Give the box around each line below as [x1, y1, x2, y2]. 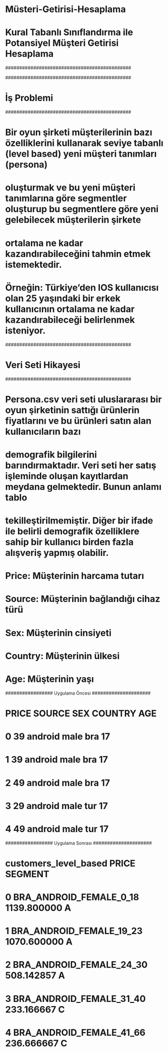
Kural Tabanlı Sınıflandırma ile [5, 27, 133, 38]
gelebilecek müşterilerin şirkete [5, 214, 141, 226]
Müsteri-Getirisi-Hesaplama [5, 4, 126, 15]
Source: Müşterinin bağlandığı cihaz [5, 593, 160, 605]
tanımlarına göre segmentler [5, 193, 127, 204]
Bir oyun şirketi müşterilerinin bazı [5, 127, 152, 138]
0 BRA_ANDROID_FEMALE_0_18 [5, 891, 139, 903]
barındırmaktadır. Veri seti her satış [5, 460, 156, 471]
